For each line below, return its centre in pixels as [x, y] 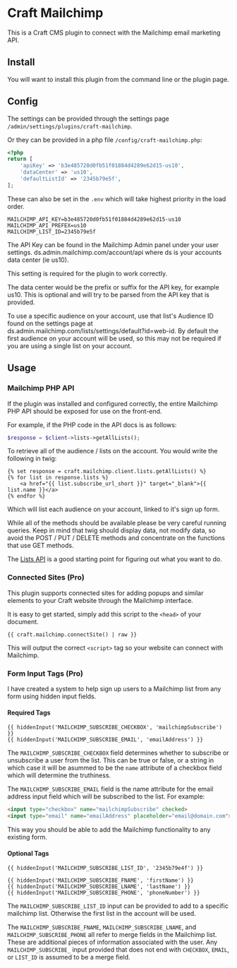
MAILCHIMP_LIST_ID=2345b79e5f [52, 232]
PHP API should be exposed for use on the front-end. [85, 411]
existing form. [27, 837]
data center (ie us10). [38, 260]
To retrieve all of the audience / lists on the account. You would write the [113, 451]
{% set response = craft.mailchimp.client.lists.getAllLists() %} [107, 472]
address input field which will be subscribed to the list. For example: [106, 796]
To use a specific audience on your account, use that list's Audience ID [110, 316]
